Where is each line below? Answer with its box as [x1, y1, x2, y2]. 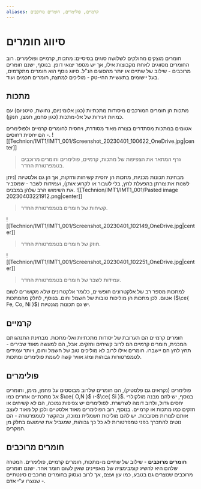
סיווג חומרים [6, 34, 66, 48]
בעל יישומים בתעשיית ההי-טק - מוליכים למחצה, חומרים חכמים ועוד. [6, 73, 159, 81]
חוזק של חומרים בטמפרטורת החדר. [20, 241, 101, 248]
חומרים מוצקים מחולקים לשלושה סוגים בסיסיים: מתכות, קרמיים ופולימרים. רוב [6, 55, 182, 62]
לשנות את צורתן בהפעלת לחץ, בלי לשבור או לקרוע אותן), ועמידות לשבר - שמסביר [6, 180, 190, 187]
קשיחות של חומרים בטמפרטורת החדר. [20, 205, 108, 212]
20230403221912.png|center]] [6, 193, 83, 200]
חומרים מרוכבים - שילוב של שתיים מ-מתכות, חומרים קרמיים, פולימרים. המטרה [6, 458, 187, 465]
